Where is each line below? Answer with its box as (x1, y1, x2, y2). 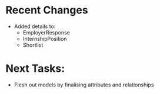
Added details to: (14, 23, 56, 30)
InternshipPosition (22, 35, 67, 42)
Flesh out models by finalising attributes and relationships (14, 81, 154, 88)
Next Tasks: (5, 62, 65, 75)
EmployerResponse (22, 29, 70, 36)
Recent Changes (5, 4, 89, 17)
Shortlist (22, 41, 44, 48)
